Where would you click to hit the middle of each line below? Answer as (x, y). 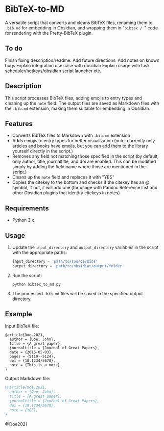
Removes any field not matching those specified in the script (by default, (85, 156)
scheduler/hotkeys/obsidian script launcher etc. (53, 71)
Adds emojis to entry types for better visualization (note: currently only (83, 141)
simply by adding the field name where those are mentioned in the (79, 167)
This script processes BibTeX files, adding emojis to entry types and (74, 98)
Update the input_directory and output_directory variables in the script (85, 247)
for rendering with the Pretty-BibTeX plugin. (49, 33)
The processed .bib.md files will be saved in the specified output (77, 293)
